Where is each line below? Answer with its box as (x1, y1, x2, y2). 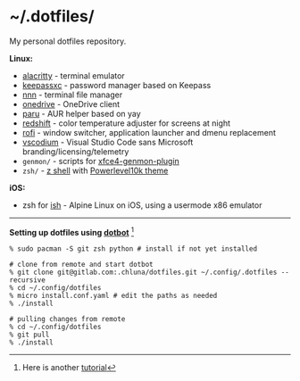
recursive (9, 275, 46, 285)
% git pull (9, 330, 50, 339)
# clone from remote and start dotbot (9, 260, 154, 269)
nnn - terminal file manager (21, 89, 123, 100)
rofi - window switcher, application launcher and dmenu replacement (21, 127, 277, 137)
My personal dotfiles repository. (9, 36, 127, 46)
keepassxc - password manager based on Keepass (21, 79, 212, 90)
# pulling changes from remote (9, 314, 126, 323)
